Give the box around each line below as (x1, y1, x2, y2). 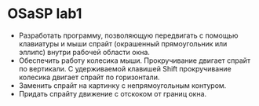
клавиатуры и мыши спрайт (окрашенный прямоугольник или (18, 38, 228, 48)
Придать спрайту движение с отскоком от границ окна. (18, 89, 207, 98)
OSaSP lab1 (7, 5, 82, 23)
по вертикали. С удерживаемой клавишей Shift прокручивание (18, 64, 232, 73)
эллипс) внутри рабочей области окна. (18, 47, 151, 57)
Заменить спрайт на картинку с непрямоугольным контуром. (18, 80, 227, 90)
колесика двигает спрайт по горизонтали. (18, 72, 160, 82)
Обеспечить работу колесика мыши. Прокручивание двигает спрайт (18, 56, 251, 65)
